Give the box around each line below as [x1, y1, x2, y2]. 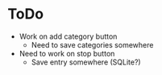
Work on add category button [19, 31, 118, 41]
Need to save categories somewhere [31, 40, 154, 49]
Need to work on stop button [19, 48, 115, 58]
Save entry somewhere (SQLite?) [31, 57, 142, 67]
